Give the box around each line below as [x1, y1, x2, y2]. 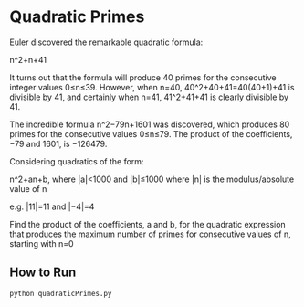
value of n [9, 183, 47, 194]
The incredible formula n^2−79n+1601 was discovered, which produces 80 [9, 119, 290, 130]
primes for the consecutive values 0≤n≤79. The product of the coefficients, [9, 128, 293, 139]
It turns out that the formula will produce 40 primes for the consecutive [9, 71, 277, 83]
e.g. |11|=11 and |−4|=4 [9, 201, 95, 212]
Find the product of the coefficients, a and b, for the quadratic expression [9, 218, 286, 229]
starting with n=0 [9, 238, 75, 249]
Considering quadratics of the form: [9, 155, 144, 166]
